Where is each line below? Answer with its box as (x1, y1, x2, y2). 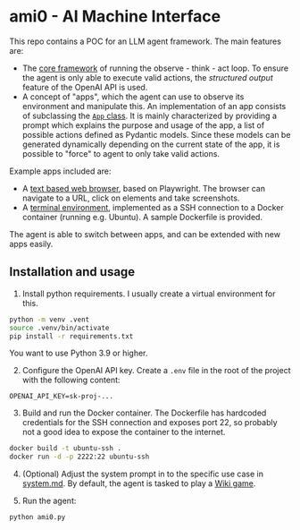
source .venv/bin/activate (9, 323, 110, 332)
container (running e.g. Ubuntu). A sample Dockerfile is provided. (21, 211, 263, 222)
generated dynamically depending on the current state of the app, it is (21, 139, 280, 150)
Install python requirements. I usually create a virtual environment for (21, 288, 276, 299)
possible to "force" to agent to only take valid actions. (21, 148, 221, 158)
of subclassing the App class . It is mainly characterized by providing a (21, 110, 277, 121)
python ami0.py (9, 513, 66, 522)
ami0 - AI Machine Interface (9, 6, 221, 27)
